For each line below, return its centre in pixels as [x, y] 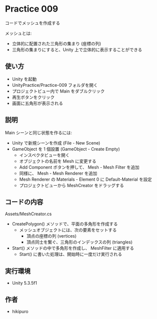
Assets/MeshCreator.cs [29, 214]
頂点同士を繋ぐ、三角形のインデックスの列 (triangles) [79, 242]
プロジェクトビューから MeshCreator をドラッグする [71, 185]
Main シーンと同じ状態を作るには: [39, 132]
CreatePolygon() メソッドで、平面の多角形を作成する [65, 224]
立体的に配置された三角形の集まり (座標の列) [57, 43]
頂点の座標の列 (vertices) [51, 236]
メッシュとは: [19, 33]
